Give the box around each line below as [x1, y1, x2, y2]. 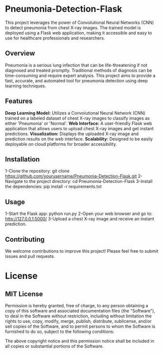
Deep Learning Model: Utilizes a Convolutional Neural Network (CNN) [5, 110, 146, 116]
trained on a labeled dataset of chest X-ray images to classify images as [5, 115, 150, 121]
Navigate [5, 178, 23, 184]
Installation [5, 155, 40, 163]
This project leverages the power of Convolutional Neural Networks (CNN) [5, 20, 154, 25]
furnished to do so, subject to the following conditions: [5, 329, 114, 334]
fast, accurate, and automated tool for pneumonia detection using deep [5, 78, 148, 83]
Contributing [5, 235, 45, 243]
